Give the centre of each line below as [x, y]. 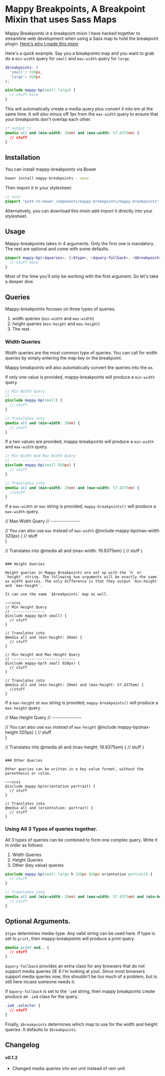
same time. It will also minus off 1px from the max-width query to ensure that [82, 114]
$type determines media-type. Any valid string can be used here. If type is [80, 933]
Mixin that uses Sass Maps [61, 19]
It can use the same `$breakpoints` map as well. [57, 594]
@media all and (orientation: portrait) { [49, 808]
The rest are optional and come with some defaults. [57, 249]
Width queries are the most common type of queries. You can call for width [81, 352]
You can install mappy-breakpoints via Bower [51, 169]
